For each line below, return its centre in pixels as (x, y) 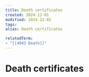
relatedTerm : (19, 38)
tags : (11, 24)
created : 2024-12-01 (27, 15)
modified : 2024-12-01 (28, 20)
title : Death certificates (34, 10)
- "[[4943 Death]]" (26, 43)
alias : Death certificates (34, 29)
